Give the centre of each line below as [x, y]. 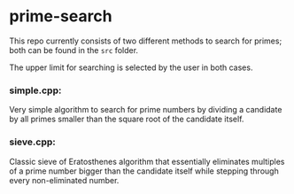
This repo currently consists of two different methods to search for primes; [146, 41]
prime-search [61, 16]
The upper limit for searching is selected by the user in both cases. [131, 67]
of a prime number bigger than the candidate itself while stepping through [144, 171]
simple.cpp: [35, 90]
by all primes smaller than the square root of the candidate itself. [127, 119]
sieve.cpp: [32, 142]
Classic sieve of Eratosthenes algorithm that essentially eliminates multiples [147, 161]
